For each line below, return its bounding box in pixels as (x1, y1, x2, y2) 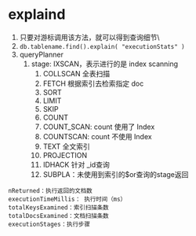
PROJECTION (42, 150, 88, 160)
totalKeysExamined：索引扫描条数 (8, 203, 109, 212)
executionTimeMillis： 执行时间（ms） (8, 195, 127, 203)
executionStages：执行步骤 (8, 220, 90, 228)
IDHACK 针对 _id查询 (42, 160, 110, 169)
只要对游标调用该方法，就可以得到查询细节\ (19, 32, 160, 42)
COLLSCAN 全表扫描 (42, 68, 111, 78)
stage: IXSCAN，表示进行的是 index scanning (31, 59, 179, 68)
